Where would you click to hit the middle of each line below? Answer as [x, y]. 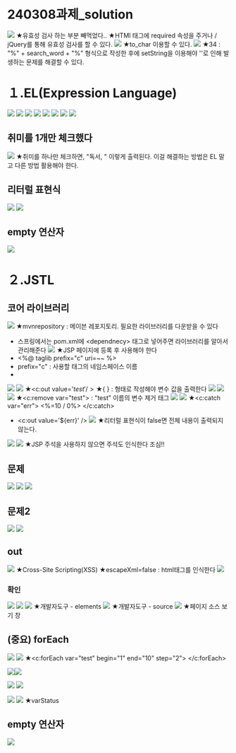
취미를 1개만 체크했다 [50, 138]
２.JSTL [31, 280]
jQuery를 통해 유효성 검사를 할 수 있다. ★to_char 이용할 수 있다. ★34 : [114, 44]
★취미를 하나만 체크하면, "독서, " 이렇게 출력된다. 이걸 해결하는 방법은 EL [117, 156]
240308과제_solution [70, 14]
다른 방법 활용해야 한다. [46, 165]
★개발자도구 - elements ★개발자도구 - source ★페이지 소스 [127, 607]
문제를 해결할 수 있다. [55, 62]
